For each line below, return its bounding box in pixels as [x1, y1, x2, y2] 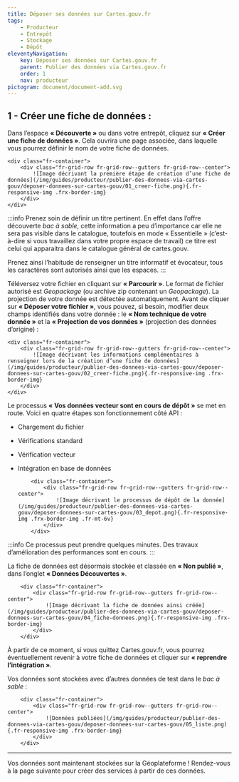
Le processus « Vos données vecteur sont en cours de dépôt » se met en [7, 401, 226, 410]
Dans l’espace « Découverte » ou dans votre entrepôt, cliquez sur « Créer [7, 129, 225, 138]
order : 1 [20, 70, 46, 77]
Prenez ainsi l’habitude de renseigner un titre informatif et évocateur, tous [7, 258, 223, 267]
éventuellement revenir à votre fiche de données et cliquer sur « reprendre [7, 654, 228, 662]
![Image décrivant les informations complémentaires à [33, 351, 199, 359]
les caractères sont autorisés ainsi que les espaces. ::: [7, 265, 166, 275]
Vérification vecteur [17, 450, 76, 459]
